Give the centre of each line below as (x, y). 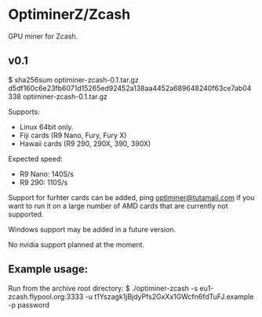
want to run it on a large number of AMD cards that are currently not (118, 206)
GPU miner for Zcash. (43, 36)
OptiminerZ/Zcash (69, 15)
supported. (26, 214)
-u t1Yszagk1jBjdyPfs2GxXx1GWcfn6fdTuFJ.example (169, 297)
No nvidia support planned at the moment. (76, 244)
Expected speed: (35, 158)
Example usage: (48, 270)
